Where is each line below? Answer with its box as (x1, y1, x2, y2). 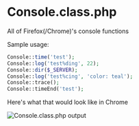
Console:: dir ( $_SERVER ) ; (7, 66, 78, 73)
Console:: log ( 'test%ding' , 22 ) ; (7, 60, 99, 67)
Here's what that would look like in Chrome (7, 98, 129, 107)
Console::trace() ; (7, 79, 60, 86)
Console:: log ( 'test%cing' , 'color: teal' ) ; (7, 73, 134, 80)
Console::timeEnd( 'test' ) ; (7, 85, 84, 93)
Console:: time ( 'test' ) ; (7, 53, 75, 61)
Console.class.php (7, 4, 117, 20)
